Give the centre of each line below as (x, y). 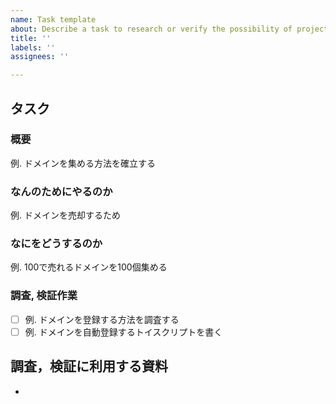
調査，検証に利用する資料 (89, 366)
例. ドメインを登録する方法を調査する (102, 319)
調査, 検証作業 (44, 296)
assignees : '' (40, 57)
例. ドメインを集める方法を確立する (83, 163)
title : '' (31, 38)
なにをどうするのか (56, 244)
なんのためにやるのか (61, 191)
